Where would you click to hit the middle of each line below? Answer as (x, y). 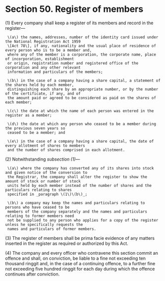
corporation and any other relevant (43, 67)
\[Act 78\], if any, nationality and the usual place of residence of (82, 46)
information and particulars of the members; (55, 72)
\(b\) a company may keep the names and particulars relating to (76, 203)
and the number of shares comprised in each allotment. (66, 150)
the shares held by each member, (40, 85)
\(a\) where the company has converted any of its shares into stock (81, 168)
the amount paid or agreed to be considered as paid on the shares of (82, 98)
